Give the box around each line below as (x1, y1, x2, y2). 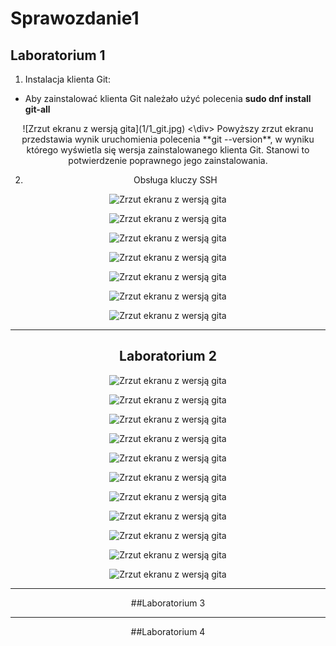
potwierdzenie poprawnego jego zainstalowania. (68, 155, 268, 166)
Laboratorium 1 (10, 47, 106, 64)
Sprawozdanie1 (10, 7, 140, 30)
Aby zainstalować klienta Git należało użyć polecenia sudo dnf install (24, 93, 312, 104)
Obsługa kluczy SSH (133, 174, 218, 186)
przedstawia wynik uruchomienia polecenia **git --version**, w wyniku (21, 133, 315, 145)
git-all (24, 103, 51, 115)
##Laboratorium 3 (130, 597, 206, 609)
